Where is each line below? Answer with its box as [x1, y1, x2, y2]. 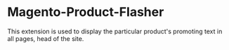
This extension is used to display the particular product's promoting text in [7, 27, 223, 35]
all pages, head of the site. [7, 34, 84, 42]
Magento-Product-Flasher [7, 4, 164, 20]
